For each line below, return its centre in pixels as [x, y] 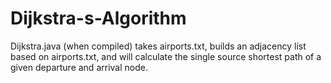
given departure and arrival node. [79, 67]
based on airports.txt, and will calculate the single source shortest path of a [166, 56]
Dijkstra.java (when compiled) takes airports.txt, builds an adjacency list [158, 46]
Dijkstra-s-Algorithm [98, 18]
